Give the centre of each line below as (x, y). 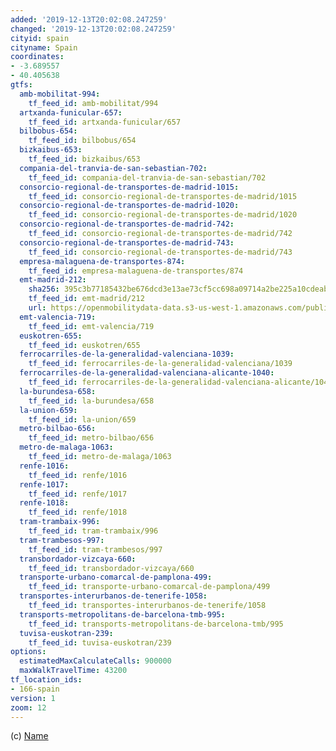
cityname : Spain (44, 47)
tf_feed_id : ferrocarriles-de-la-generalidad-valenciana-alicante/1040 (180, 382)
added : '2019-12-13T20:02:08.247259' (89, 19)
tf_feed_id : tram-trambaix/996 (93, 531)
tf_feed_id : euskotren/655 (84, 345)
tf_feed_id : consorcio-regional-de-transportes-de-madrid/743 (160, 252)
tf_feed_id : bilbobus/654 (82, 141)
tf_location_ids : (46, 680)
